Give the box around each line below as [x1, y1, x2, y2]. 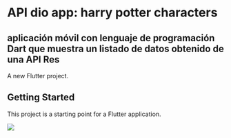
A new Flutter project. [7, 72, 69, 80]
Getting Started [7, 91, 75, 104]
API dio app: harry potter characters [7, 5, 218, 21]
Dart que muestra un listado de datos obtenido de [7, 43, 224, 54]
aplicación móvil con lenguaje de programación [7, 32, 215, 44]
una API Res [7, 54, 60, 65]
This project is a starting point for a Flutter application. [7, 110, 161, 118]
